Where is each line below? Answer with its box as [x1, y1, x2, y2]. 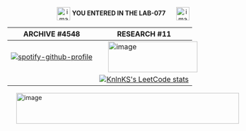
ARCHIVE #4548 [23, 29, 81, 39]
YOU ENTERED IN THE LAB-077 [71, 8, 166, 17]
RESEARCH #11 [117, 29, 172, 39]
